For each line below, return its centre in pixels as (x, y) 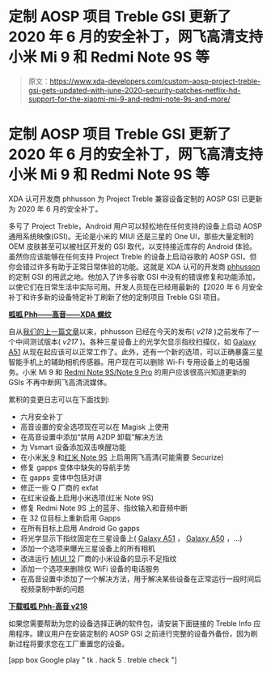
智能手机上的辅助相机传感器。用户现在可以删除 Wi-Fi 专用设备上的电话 (126, 362)
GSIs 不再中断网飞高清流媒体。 (60, 382)
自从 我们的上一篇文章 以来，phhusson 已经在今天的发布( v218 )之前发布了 (130, 331)
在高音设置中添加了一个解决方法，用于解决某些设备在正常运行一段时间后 (140, 579)
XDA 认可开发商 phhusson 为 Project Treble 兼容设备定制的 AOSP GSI (124, 199)
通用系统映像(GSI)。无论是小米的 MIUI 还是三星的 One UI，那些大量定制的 (131, 236)
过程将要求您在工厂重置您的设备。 (72, 643)
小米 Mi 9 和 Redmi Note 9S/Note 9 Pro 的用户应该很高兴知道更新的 (134, 372)
